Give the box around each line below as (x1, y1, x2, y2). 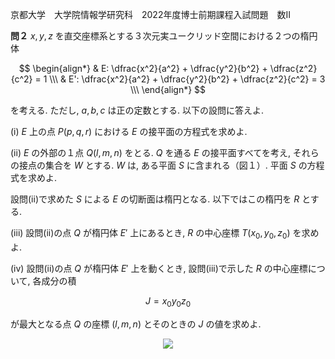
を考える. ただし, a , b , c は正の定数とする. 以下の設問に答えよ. (10, 104, 264, 116)
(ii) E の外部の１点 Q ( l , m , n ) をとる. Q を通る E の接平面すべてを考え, (10, 147, 291, 158)
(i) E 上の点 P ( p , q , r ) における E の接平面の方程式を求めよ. (10, 126, 248, 137)
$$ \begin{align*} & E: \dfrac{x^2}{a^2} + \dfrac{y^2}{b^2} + (18, 63, 268, 74)
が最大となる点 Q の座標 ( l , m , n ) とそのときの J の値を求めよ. (10, 318, 262, 330)
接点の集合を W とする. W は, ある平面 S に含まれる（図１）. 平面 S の (18, 159, 308, 171)
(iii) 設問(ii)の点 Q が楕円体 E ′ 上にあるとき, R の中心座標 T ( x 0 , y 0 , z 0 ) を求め (10, 227, 320, 241)
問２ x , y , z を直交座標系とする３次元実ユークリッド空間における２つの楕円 (10, 30, 318, 42)
